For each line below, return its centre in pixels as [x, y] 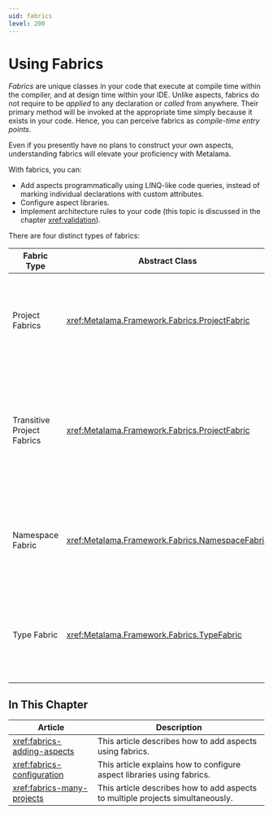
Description [179, 728]
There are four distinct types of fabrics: [74, 236]
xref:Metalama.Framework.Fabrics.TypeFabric [154, 635]
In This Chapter [48, 705]
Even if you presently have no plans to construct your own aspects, [121, 145]
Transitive [31, 420]
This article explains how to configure [169, 764]
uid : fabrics [30, 16]
